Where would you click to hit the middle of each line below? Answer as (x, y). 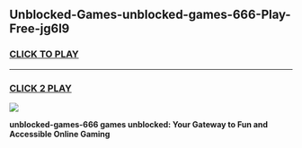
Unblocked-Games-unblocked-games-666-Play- (150, 15)
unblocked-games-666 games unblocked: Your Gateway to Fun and (138, 124)
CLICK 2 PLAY (40, 88)
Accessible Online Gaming (60, 134)
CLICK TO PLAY (44, 55)
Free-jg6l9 (40, 29)
